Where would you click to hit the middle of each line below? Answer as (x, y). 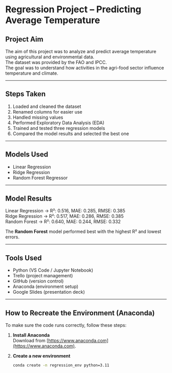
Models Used (27, 155)
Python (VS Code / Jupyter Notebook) (53, 270)
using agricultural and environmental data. (50, 57)
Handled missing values (38, 117)
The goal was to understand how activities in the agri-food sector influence (85, 68)
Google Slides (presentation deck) (49, 292)
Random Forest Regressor (40, 178)
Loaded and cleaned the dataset (47, 106)
